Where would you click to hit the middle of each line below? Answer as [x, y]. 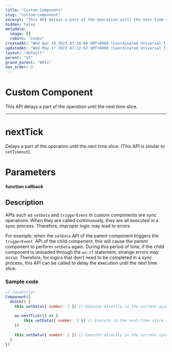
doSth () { [20, 302]
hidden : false [20, 24]
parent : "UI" [19, 58]
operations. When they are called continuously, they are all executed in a [82, 220]
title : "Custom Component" [34, 10]
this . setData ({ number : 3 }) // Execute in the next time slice [94, 321]
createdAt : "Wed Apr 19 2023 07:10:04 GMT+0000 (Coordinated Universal [83, 43]
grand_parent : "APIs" [28, 62]
